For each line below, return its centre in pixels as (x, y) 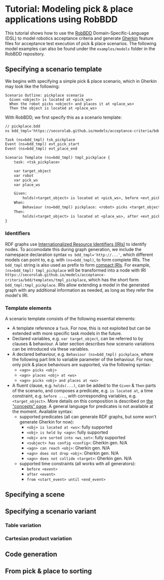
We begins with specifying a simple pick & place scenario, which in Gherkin (81, 81)
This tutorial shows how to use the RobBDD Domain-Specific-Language (77, 33)
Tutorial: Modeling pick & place (69, 9)
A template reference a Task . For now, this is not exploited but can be (82, 328)
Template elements (28, 308)
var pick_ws (26, 180)
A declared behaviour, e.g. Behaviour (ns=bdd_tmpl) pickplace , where (83, 354)
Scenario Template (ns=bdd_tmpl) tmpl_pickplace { (58, 158)
